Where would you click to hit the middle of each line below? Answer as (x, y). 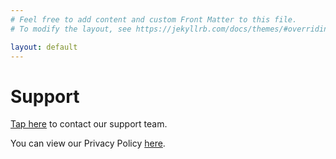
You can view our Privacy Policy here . (88, 143)
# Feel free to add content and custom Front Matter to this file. (154, 19)
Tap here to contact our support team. (89, 124)
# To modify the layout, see (71, 29)
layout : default (44, 47)
